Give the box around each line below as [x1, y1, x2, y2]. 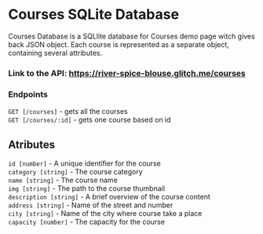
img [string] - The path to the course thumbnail [8, 183, 166, 193]
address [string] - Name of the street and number [8, 200, 174, 210]
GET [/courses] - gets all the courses [8, 107, 128, 116]
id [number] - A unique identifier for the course [8, 159, 161, 168]
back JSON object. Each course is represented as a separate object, [8, 39, 229, 49]
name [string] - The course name [8, 175, 118, 185]
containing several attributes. [8, 48, 103, 57]
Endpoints [8, 89, 49, 100]
